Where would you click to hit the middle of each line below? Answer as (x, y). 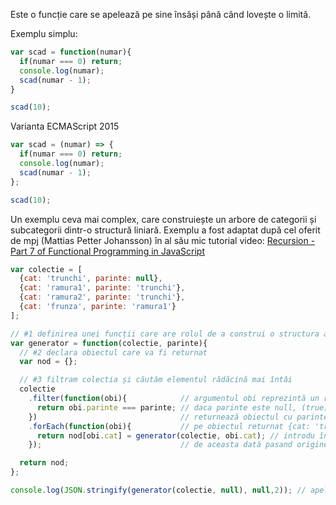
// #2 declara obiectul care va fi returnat (113, 352)
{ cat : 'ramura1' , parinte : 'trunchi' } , (102, 288)
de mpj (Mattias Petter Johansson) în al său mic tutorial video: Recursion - (163, 240)
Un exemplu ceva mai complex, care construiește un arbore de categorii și (163, 219)
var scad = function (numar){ (71, 52)
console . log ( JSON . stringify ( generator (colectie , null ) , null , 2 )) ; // (158, 490)
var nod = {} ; (48, 362)
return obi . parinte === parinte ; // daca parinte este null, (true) (182, 407)
